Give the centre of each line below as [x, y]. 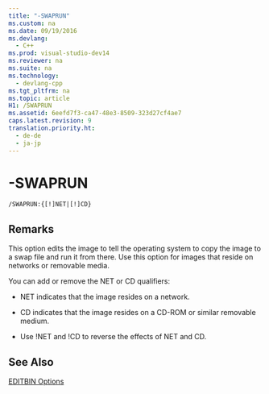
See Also [31, 362]
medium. [35, 321]
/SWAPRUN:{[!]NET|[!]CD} [50, 205]
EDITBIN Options [36, 382]
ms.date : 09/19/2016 [43, 31]
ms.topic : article [39, 98]
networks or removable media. [59, 266]
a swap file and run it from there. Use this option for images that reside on [131, 257]
